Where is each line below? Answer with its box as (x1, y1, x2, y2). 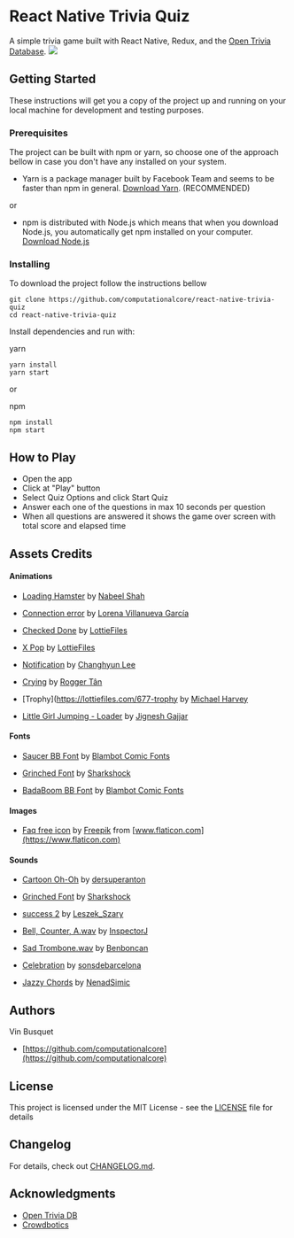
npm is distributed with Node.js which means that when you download (21, 217, 279, 228)
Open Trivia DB (21, 1210, 78, 1220)
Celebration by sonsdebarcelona (21, 960, 142, 971)
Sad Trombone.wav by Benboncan (21, 943, 149, 954)
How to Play (9, 450, 77, 465)
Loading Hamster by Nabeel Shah (21, 591, 145, 601)
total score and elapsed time (21, 521, 127, 531)
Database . (9, 46, 47, 57)
